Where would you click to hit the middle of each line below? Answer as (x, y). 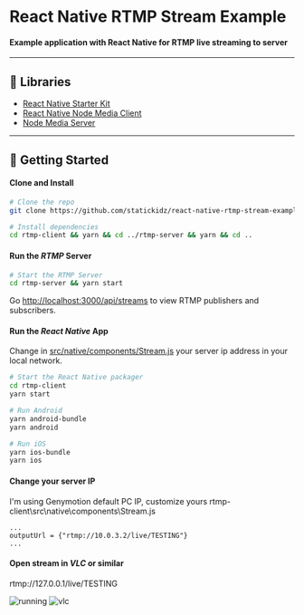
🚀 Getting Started (59, 160)
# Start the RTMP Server (56, 275)
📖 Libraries (40, 82)
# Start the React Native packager (76, 378)
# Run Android (36, 411)
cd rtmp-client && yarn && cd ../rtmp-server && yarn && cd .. (131, 235)
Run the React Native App (59, 331)
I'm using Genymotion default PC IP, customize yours (109, 501)
